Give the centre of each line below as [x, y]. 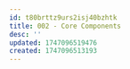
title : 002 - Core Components [65, 26]
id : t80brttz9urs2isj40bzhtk [63, 17]
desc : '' [25, 34]
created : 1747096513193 [53, 51]
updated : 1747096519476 [53, 43]
